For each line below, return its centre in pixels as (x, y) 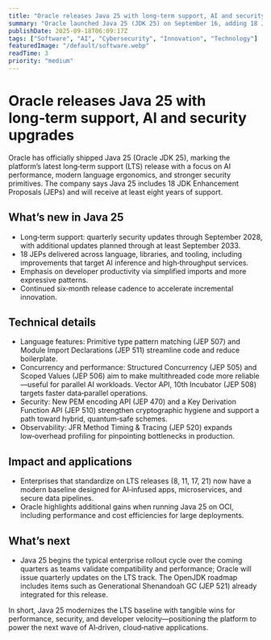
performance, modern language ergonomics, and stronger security (120, 175)
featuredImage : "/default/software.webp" (79, 46)
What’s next (40, 541)
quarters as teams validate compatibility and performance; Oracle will (135, 569)
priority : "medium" (41, 61)
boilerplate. (39, 359)
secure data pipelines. (57, 499)
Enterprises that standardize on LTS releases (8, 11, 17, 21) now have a (135, 481)
